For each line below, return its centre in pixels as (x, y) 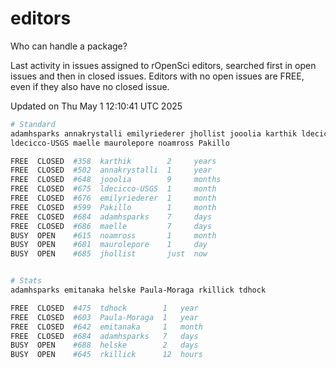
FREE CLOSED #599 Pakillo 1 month (113, 207)
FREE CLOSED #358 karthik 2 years (113, 161)
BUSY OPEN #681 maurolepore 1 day (109, 245)
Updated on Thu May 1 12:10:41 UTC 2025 (96, 106)
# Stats (26, 281)
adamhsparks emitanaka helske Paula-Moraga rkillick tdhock (138, 290)
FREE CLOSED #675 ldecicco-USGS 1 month (113, 189)
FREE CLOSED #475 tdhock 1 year (104, 308)
